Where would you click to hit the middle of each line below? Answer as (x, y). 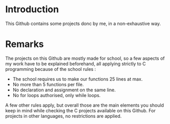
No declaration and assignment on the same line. (64, 90)
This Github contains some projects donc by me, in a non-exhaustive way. (83, 23)
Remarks (25, 44)
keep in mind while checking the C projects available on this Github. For (80, 110)
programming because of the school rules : (51, 69)
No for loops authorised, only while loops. (57, 95)
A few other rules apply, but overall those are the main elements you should (85, 105)
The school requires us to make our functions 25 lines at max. (78, 79)
